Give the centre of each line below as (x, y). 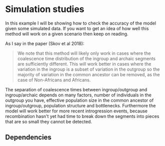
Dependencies (28, 137)
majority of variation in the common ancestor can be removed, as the (88, 74)
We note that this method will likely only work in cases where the (84, 53)
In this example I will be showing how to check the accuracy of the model (81, 23)
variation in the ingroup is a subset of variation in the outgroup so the (88, 69)
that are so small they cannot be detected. (49, 121)
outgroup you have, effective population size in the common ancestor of (79, 100)
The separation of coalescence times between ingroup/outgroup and (76, 89)
